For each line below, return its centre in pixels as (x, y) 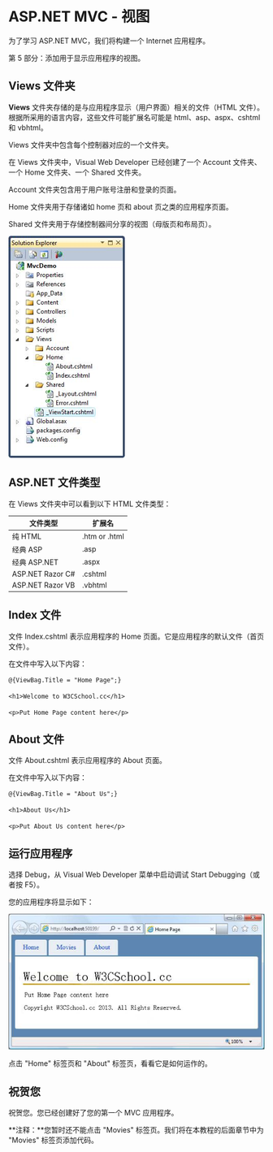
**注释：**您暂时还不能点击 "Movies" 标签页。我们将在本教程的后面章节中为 (136, 1130)
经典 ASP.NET (35, 562)
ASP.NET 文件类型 (54, 483)
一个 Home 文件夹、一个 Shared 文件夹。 (77, 172)
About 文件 (37, 740)
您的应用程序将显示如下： (51, 902)
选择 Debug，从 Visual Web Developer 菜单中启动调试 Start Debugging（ (131, 875)
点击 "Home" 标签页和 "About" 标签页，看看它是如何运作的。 (110, 1063)
